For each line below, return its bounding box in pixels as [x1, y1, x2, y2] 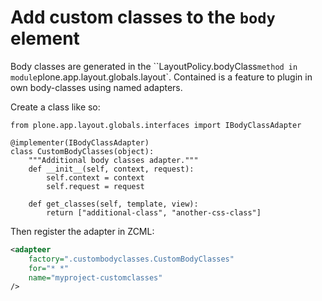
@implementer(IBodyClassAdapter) [10, 137, 150, 148]
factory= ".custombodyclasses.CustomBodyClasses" [28, 254, 235, 264]
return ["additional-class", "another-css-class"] [46, 207, 262, 218]
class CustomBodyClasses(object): [10, 146, 155, 156]
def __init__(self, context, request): [28, 164, 195, 174]
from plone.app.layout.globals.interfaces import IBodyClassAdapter [10, 120, 302, 130]
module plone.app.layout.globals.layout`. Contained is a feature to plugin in [10, 71, 313, 83]
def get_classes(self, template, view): [28, 199, 199, 209]
